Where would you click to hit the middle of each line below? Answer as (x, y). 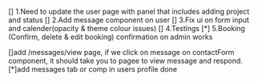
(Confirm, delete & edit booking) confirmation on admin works (111, 37)
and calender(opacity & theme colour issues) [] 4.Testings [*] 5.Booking (127, 28)
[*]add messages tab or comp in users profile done (93, 69)
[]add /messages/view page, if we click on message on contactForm (121, 52)
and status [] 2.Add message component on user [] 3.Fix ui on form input (129, 20)
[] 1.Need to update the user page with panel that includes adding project (129, 12)
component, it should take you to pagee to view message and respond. (125, 61)
